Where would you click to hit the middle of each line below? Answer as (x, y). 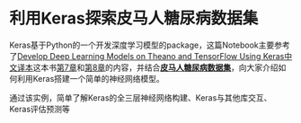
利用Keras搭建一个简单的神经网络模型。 (90, 78)
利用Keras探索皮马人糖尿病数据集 (134, 18)
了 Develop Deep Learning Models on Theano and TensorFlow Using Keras (147, 56)
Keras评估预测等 (40, 109)
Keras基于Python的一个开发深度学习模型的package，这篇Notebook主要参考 (150, 45)
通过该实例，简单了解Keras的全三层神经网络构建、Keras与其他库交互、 (141, 97)
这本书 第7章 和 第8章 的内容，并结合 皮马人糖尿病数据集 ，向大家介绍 (155, 67)
